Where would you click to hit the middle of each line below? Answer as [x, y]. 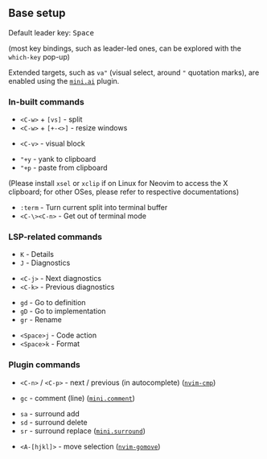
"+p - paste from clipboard [64, 167]
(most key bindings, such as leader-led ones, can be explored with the [125, 48]
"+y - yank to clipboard [58, 159]
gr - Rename [41, 320]
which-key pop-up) [39, 56]
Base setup [37, 13]
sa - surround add [50, 413]
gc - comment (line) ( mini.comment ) [77, 398]
